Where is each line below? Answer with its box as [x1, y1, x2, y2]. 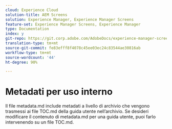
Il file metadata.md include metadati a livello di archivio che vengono [5, 103, 150, 109]
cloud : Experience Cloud [5, 7, 58, 13]
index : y [5, 31, 24, 36]
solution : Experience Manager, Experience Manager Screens [5, 17, 134, 22]
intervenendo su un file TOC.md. [5, 119, 74, 125]
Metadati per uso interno [5, 86, 113, 97]
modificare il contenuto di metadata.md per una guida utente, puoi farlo [5, 114, 156, 120]
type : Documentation [5, 27, 50, 32]
